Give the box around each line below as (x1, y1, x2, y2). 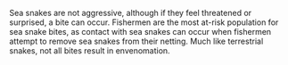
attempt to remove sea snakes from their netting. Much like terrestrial (9, 36, 264, 46)
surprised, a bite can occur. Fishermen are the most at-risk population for (9, 17, 279, 28)
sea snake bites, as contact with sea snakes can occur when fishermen (9, 27, 272, 37)
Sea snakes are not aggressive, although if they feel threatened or (9, 8, 252, 18)
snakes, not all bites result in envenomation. (9, 45, 171, 56)
